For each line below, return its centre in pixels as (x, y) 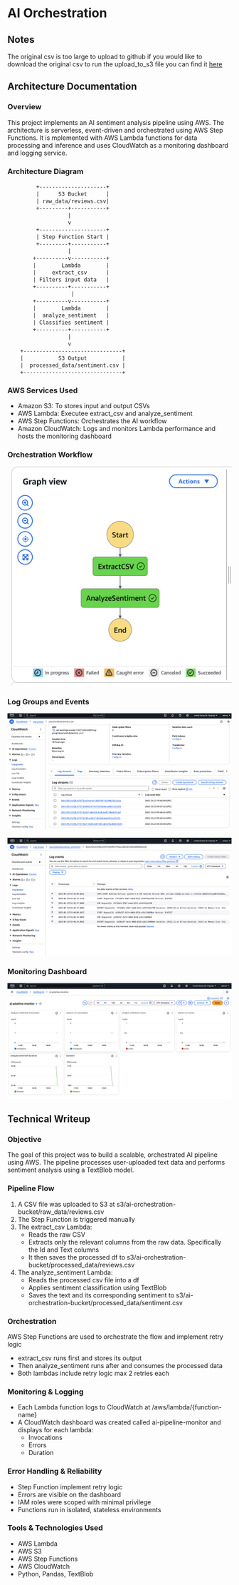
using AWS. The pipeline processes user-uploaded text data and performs (116, 1163)
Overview (25, 107)
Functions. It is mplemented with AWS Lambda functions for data (102, 138)
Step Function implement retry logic (70, 1487)
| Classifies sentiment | (71, 323)
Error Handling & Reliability (55, 1472)
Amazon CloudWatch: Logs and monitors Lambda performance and (116, 429)
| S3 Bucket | (73, 194)
